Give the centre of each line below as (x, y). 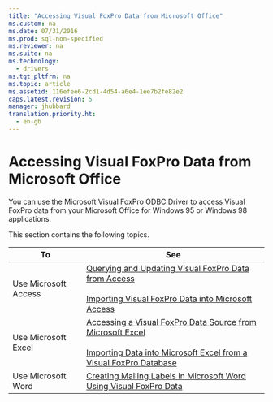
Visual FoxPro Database (132, 362)
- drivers (32, 69)
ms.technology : (34, 62)
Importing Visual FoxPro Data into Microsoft (169, 299)
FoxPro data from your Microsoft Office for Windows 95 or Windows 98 (128, 210)
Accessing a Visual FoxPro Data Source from (172, 322)
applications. (30, 218)
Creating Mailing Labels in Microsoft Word (166, 376)
